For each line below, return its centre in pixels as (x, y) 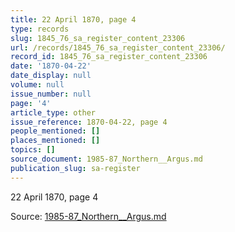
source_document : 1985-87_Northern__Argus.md (106, 159)
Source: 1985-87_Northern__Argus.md (88, 216)
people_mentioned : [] (55, 131)
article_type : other (53, 112)
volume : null (37, 85)
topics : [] (33, 150)
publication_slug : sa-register (75, 168)
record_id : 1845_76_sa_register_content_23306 (109, 57)
